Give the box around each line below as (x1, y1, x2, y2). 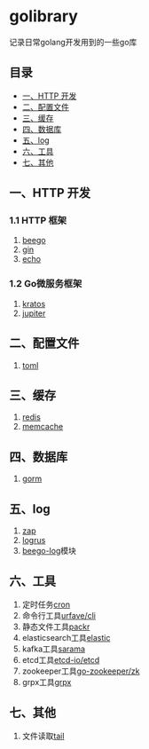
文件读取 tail (21, 730, 65, 741)
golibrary (9, 6, 78, 27)
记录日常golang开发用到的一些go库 (9, 36, 137, 47)
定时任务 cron (21, 599, 71, 610)
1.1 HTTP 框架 (9, 215, 67, 227)
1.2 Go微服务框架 (9, 278, 82, 290)
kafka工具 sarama (21, 643, 86, 654)
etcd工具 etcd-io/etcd (21, 654, 100, 665)
